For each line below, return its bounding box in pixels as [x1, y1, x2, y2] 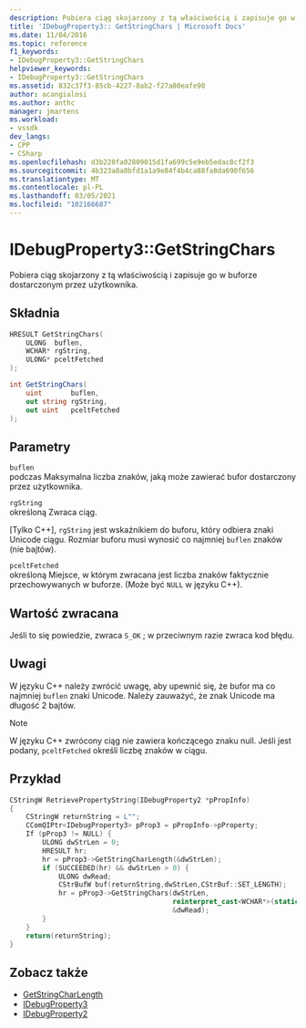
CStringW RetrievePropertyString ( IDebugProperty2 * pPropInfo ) [9, 795, 250, 805]
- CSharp [9, 149, 43, 158]
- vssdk [9, 124, 39, 133]
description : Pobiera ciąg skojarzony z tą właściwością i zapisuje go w [9, 13, 296, 23]
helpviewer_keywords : [9, 65, 92, 74]
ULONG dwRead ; [57, 872, 112, 881]
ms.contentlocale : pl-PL [9, 183, 104, 192]
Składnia [9, 306, 61, 321]
